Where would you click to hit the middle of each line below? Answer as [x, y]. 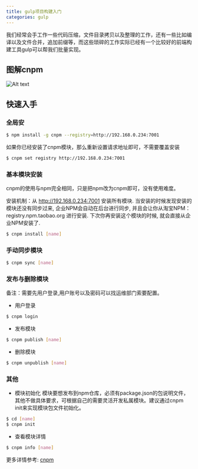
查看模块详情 [30, 437]
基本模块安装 [24, 174]
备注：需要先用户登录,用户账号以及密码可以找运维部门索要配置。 [85, 293]
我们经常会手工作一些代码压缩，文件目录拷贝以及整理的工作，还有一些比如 [96, 34]
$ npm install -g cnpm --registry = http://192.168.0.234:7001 [83, 135]
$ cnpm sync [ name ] [30, 263]
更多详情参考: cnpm [30, 460]
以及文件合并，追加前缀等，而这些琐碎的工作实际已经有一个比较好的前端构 [101, 42]
